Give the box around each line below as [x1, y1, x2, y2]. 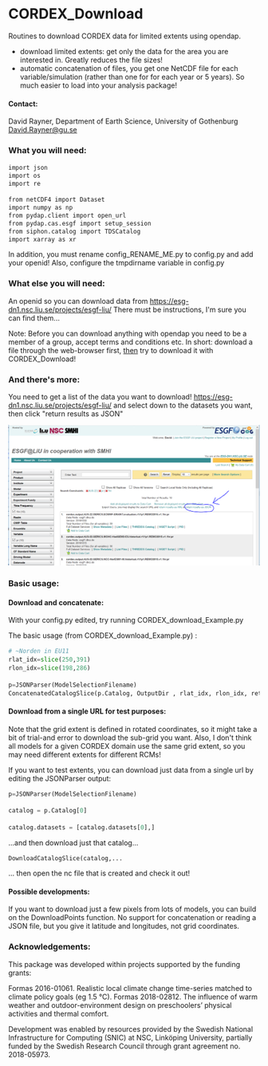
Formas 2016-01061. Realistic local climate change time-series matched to [8, 983, 253, 993]
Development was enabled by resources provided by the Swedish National [8, 1024, 254, 1033]
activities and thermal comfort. [8, 1009, 109, 1018]
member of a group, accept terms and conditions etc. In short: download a [8, 336, 254, 347]
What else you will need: [8, 278, 105, 289]
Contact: [8, 99, 38, 108]
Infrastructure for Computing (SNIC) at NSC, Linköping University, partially [8, 1033, 253, 1042]
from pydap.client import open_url [8, 212, 127, 220]
